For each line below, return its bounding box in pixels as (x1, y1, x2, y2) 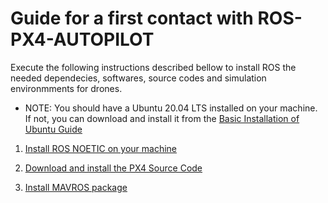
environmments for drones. (10, 82, 123, 94)
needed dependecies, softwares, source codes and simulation (10, 72, 267, 84)
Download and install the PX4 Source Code (24, 162, 203, 174)
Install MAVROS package (24, 181, 128, 193)
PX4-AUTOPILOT (10, 28, 155, 51)
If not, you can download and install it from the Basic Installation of (24, 112, 300, 124)
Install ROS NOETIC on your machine (24, 142, 178, 154)
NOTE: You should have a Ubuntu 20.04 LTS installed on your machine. (24, 102, 318, 114)
